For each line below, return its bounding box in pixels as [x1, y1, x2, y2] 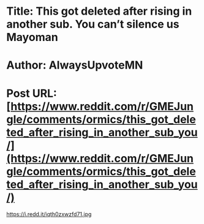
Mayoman [6, 31, 58, 44]
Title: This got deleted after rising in [6, 4, 192, 18]
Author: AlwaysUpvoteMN [6, 58, 143, 72]
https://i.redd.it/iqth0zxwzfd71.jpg [6, 211, 92, 218]
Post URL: [6, 86, 57, 100]
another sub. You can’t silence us [6, 17, 179, 31]
